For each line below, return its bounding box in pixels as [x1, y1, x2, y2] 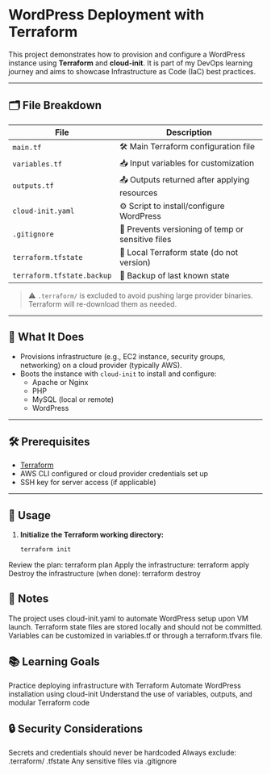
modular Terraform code [8, 697, 90, 707]
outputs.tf [12, 182, 54, 190]
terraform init [19, 546, 72, 554]
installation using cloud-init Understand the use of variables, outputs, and [8, 688, 252, 699]
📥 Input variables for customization [119, 157, 255, 169]
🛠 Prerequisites [8, 434, 90, 449]
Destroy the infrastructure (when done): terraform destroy [8, 569, 201, 579]
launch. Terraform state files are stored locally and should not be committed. [8, 621, 263, 631]
